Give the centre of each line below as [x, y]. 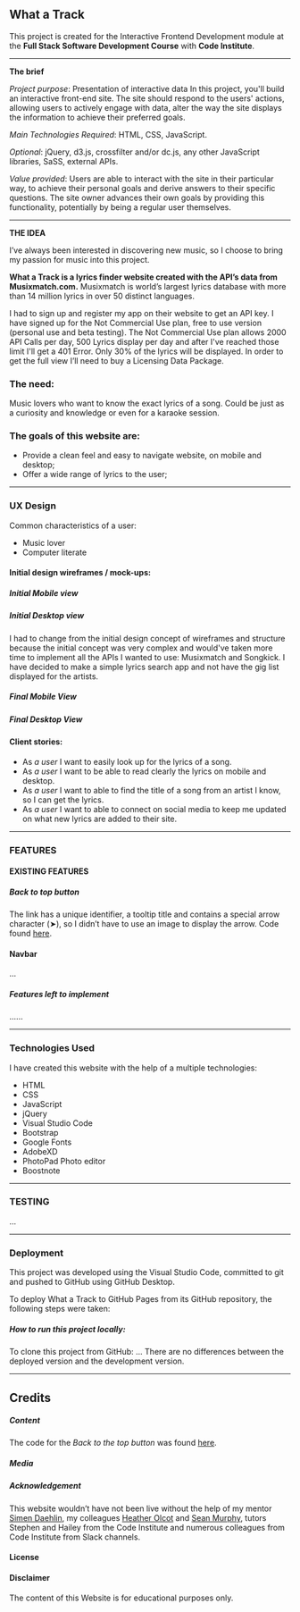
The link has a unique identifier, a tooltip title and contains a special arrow [145, 914]
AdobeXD [40, 1151]
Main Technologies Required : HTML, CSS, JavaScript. [108, 134]
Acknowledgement [46, 1486]
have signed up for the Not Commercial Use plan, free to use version [135, 323]
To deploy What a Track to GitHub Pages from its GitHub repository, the [141, 1299]
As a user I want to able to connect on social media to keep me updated [154, 809]
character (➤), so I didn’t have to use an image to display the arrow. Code [144, 924]
